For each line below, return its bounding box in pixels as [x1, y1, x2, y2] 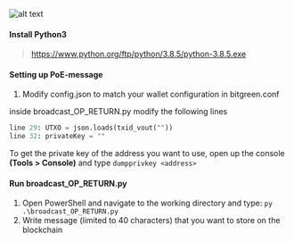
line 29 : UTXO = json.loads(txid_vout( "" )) [9, 123, 174, 133]
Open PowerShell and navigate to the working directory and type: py [21, 197, 274, 209]
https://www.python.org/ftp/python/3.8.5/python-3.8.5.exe [30, 49, 247, 60]
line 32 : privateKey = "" [9, 132, 105, 141]
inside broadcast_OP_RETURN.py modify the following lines [9, 106, 228, 117]
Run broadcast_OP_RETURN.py [9, 178, 127, 188]
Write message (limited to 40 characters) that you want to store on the [21, 215, 281, 226]
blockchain [21, 224, 63, 236]
